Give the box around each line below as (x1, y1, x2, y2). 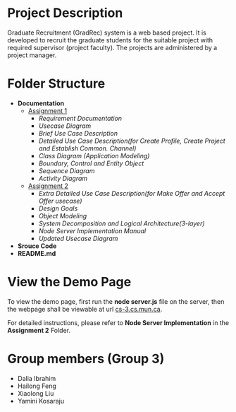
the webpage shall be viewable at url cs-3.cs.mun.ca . (7, 305, 163, 313)
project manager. (7, 51, 57, 59)
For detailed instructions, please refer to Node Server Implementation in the (7, 318, 230, 326)
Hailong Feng (17, 382, 56, 390)
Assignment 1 (27, 106, 68, 114)
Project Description (7, 5, 123, 21)
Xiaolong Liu (17, 389, 54, 397)
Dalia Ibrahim (17, 374, 56, 382)
